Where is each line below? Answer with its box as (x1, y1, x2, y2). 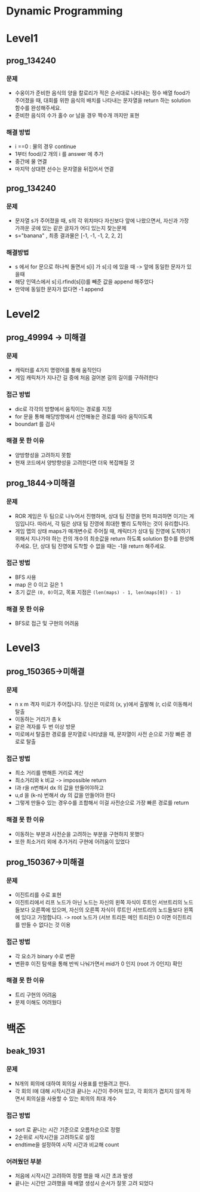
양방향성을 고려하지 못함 (14, 451, 72, 458)
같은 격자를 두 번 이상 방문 (14, 723, 76, 730)
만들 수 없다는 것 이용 (21, 921, 71, 928)
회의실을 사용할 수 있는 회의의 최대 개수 (26, 1095, 118, 1102)
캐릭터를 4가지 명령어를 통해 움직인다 (14, 367, 101, 374)
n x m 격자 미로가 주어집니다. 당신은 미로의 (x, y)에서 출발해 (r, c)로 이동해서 (14, 700, 193, 708)
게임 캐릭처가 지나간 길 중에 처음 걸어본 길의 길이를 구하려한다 (14, 374, 158, 381)
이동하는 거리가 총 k (14, 715, 61, 723)
